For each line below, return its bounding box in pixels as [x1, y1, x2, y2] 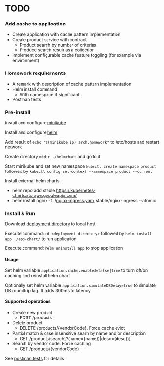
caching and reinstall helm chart [5, 272, 70, 278]
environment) [12, 57, 40, 64]
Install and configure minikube [5, 120, 66, 126]
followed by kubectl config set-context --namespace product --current [5, 169, 153, 174]
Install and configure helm [5, 129, 58, 135]
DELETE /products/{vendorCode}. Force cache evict [19, 325, 125, 331]
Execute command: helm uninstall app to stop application [5, 245, 123, 251]
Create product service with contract [12, 37, 87, 43]
